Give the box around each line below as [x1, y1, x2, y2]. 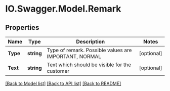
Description [76, 38, 105, 45]
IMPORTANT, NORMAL [47, 53, 102, 60]
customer [47, 68, 70, 74]
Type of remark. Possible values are [47, 47, 132, 54]
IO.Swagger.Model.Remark [5, 3, 121, 15]
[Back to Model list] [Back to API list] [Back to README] [5, 80, 121, 86]
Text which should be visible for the [47, 61, 132, 68]
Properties [5, 23, 39, 32]
